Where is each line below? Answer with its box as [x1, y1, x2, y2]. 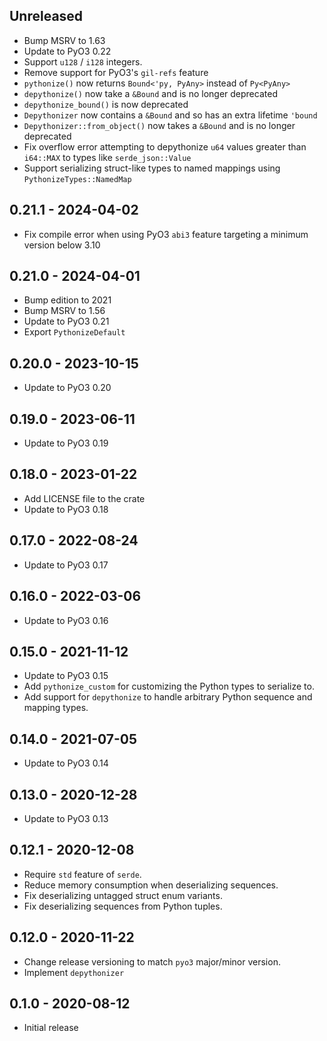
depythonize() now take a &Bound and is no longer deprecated [23, 87, 278, 99]
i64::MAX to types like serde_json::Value [23, 151, 192, 163]
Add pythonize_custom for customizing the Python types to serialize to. [23, 680, 315, 693]
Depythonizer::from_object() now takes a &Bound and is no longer [23, 119, 296, 131]
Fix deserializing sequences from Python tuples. [23, 900, 223, 912]
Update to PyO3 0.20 [23, 382, 112, 394]
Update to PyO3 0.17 [23, 559, 109, 571]
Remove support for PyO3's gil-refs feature [23, 66, 209, 78]
